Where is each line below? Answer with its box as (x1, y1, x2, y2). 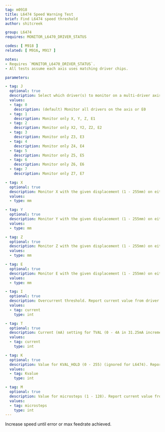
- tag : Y (5, 207, 23, 212)
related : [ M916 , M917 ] (5, 48, 56, 53)
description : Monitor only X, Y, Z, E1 (14, 116, 96, 121)
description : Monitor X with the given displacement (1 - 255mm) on (9, 189, 153, 194)
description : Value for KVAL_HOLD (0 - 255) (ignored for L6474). (9, 362, 148, 367)
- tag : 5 (9, 148, 27, 153)
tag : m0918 (5, 7, 27, 12)
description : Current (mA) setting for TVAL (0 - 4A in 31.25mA (9, 330, 144, 335)
